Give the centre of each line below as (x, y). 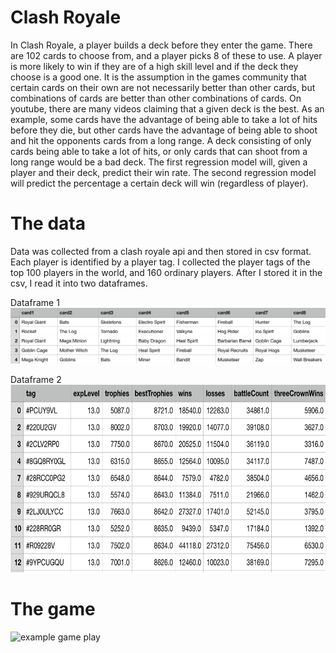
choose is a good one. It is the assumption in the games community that (158, 77)
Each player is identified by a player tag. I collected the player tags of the (160, 262)
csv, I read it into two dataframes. (79, 283)
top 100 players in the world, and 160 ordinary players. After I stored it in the (166, 272)
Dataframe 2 (36, 379)
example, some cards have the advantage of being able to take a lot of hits (164, 119)
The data (48, 223)
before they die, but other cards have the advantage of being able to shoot (164, 130)
